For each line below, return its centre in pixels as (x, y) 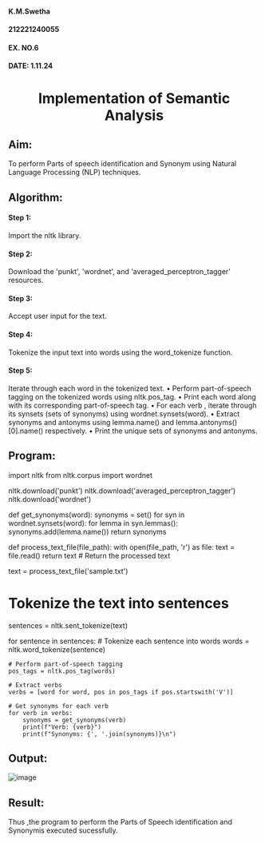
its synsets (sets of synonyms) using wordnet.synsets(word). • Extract (124, 414)
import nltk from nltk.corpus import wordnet (81, 475)
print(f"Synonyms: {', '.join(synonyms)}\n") (100, 734)
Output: (28, 758)
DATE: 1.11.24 (31, 66)
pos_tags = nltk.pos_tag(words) (62, 671)
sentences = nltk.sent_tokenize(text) (68, 625)
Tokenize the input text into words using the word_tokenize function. (121, 352)
